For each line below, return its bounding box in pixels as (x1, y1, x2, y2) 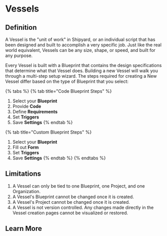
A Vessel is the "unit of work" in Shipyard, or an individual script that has (5, 36, 155, 42)
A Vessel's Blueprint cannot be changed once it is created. (12, 194, 134, 200)
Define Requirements (12, 109, 58, 114)
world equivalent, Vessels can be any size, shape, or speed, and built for (5, 47, 156, 53)
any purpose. (5, 52, 33, 58)
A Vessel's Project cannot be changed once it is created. (12, 199, 130, 205)
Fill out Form (12, 144, 39, 150)
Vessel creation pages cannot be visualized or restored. (12, 210, 128, 216)
